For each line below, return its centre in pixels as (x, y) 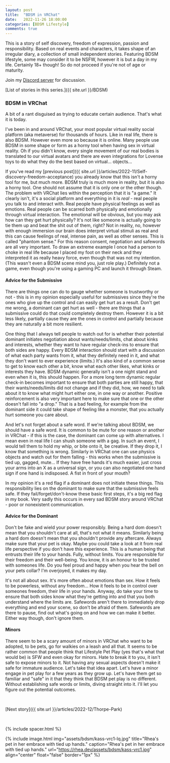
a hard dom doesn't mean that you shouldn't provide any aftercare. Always (83, 538)
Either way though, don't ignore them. (45, 618)
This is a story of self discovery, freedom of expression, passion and (77, 43)
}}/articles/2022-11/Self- (122, 172)
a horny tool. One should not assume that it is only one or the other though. (84, 188)
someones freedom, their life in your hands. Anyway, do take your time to (82, 591)
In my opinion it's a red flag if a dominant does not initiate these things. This (84, 483)
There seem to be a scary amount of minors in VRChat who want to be (79, 641)
